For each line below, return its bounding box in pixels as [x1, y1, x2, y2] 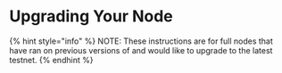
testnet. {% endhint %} [9, 54, 94, 65]
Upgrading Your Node [9, 6, 173, 27]
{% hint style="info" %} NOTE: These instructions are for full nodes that [9, 36, 274, 46]
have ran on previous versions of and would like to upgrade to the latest [9, 45, 273, 55]
